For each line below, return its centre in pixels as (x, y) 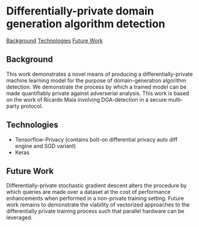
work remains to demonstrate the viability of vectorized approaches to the (98, 205)
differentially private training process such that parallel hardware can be (95, 211)
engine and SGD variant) (45, 146)
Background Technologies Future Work (55, 40)
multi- (176, 99)
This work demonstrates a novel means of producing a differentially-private (100, 74)
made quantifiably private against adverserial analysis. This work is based (98, 93)
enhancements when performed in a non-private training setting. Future (95, 198)
